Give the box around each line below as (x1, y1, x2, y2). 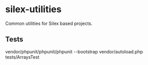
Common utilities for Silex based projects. (5, 20, 93, 26)
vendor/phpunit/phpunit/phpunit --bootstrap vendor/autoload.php (5, 48, 143, 54)
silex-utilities (5, 4, 62, 15)
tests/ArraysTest (5, 54, 40, 60)
